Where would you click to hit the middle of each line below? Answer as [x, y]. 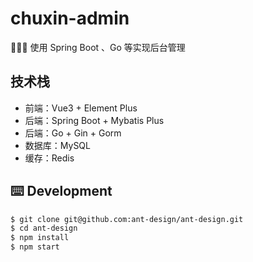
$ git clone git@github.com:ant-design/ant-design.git [127, 219]
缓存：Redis [49, 158]
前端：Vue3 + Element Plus [81, 108]
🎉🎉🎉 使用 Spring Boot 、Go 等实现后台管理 [98, 47]
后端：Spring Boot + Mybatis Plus [94, 120]
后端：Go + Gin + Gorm [73, 133]
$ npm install [40, 238]
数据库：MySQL [57, 145]
